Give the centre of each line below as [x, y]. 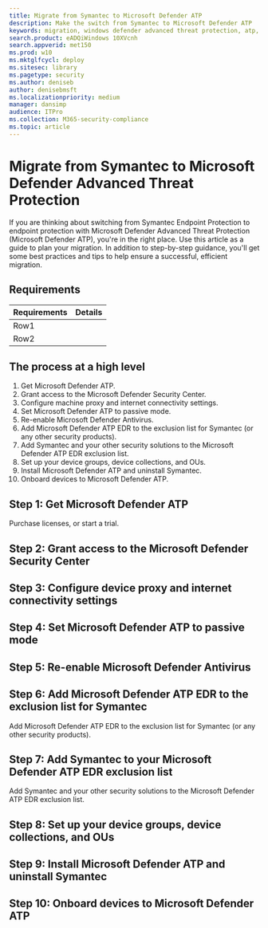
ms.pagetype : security [47, 75]
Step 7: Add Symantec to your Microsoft [110, 759]
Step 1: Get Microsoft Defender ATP [99, 504]
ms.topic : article [39, 127]
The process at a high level [77, 366]
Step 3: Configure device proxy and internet [120, 588]
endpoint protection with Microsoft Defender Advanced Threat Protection [130, 230]
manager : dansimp [38, 104]
